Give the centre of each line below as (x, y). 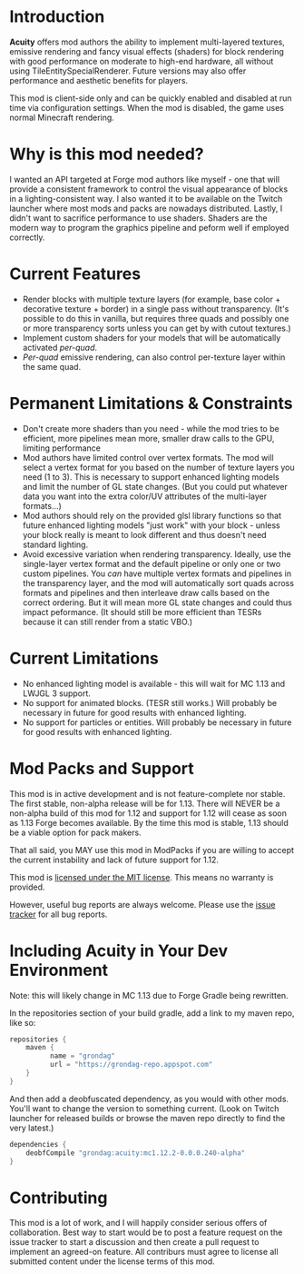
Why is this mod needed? (107, 154)
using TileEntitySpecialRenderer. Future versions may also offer (128, 71)
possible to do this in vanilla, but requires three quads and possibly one (156, 318)
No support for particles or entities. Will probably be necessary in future (157, 722)
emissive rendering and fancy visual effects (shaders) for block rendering (147, 51)
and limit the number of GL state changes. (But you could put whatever (155, 486)
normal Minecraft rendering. (62, 117)
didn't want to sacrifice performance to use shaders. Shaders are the (138, 218)
